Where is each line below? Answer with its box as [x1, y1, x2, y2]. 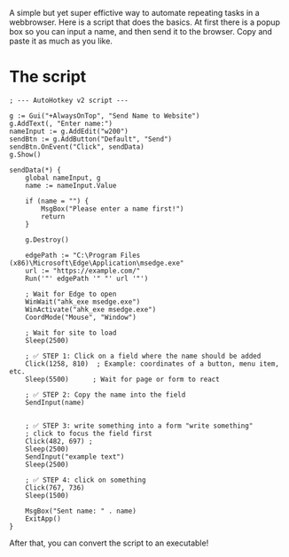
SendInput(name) [25, 398, 86, 406]
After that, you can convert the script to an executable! [9, 538, 209, 548]
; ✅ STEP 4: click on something [25, 476, 146, 484]
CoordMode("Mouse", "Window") [25, 313, 137, 321]
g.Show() [9, 150, 42, 159]
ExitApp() [25, 514, 62, 523]
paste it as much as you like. [9, 35, 113, 46]
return [41, 212, 66, 220]
